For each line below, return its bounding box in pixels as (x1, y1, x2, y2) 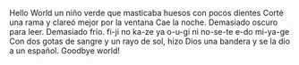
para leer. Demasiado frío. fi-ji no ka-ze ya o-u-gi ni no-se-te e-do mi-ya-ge (9, 27, 290, 37)
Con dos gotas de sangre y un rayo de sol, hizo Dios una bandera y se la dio (9, 36, 291, 46)
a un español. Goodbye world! (9, 45, 121, 56)
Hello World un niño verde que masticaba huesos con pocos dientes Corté (9, 8, 284, 18)
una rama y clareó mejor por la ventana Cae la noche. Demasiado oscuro (9, 17, 278, 28)
